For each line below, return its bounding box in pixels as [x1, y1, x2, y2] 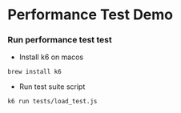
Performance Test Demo [7, 6, 174, 24]
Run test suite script [18, 82, 86, 91]
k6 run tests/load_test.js [7, 98, 98, 106]
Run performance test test [7, 34, 113, 46]
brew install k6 [7, 68, 62, 76]
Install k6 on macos [18, 52, 84, 62]
